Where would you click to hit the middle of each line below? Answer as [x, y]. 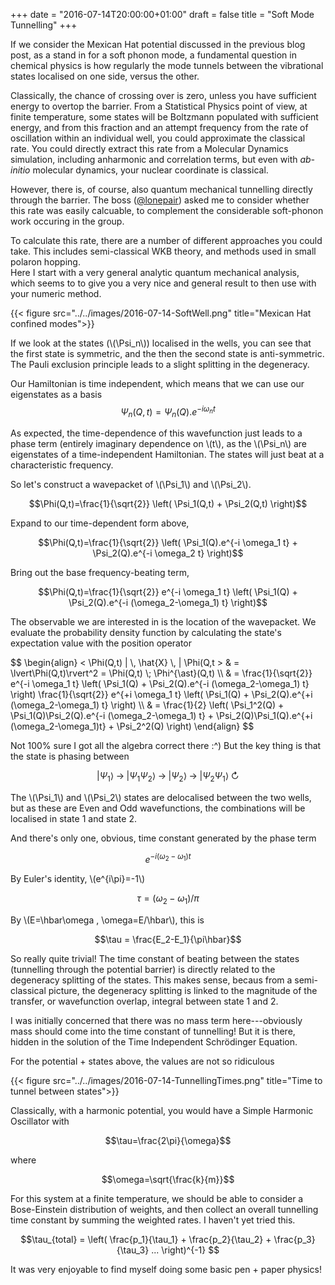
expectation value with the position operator [101, 643]
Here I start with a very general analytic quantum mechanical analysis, [155, 272]
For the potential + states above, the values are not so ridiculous [142, 1061]
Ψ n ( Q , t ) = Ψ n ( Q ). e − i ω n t [168, 412]
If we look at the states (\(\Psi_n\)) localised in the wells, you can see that [161, 343]
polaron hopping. [45, 262]
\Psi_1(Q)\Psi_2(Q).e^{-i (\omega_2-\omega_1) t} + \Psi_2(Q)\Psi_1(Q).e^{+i [161, 716]
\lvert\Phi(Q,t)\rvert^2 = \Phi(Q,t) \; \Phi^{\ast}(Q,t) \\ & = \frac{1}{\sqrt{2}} [161, 673]
